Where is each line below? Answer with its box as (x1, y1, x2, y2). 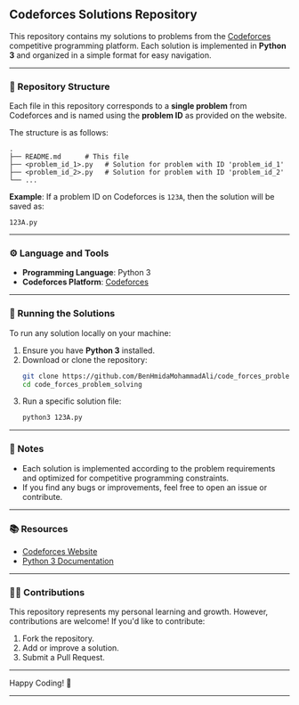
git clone (21, 372, 60, 381)
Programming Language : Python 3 (21, 267, 151, 278)
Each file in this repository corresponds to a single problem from (9, 101, 247, 111)
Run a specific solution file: (21, 396, 122, 406)
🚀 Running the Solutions (9, 307, 116, 320)
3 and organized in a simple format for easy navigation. (9, 49, 212, 61)
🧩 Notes (9, 443, 44, 455)
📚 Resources (9, 522, 69, 535)
